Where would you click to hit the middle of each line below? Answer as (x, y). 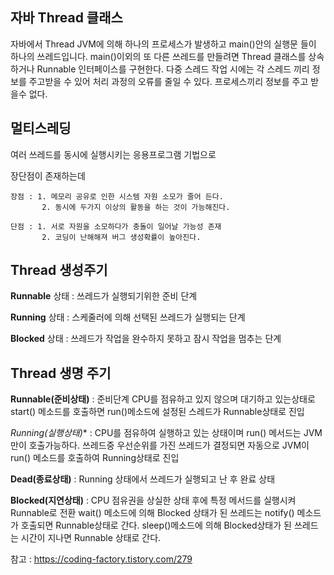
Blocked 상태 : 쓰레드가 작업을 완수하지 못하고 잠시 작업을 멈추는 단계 (146, 339)
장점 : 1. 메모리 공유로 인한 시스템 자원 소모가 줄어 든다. (117, 196)
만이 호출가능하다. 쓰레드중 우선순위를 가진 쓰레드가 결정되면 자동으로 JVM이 (160, 445)
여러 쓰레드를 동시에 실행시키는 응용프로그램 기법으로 (113, 154)
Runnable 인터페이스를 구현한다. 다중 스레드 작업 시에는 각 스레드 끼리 (173, 69)
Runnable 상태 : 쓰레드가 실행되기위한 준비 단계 (104, 296)
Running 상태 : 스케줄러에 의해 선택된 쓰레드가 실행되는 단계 (128, 317)
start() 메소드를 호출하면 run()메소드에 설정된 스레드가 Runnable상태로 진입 (157, 412)
